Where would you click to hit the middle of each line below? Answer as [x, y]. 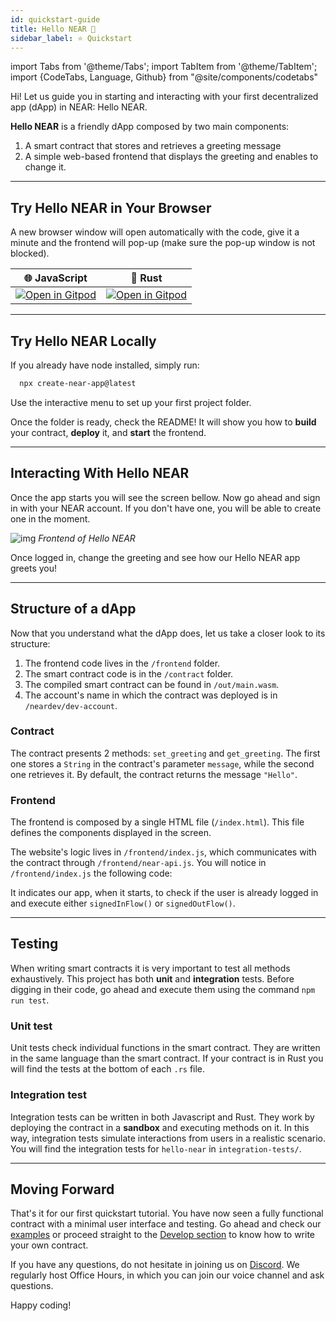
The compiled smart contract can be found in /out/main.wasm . [152, 684]
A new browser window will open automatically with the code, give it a [155, 232]
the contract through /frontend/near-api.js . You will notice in [138, 863]
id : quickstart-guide [55, 19]
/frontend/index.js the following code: [91, 873]
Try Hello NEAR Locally [83, 341]
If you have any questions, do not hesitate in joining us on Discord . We [155, 1265]
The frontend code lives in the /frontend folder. [122, 663]
